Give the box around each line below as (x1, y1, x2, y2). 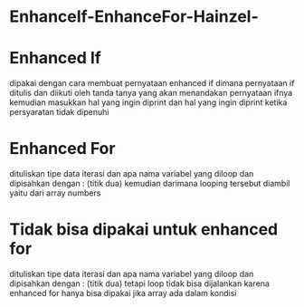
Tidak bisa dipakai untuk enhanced (9, 219, 279, 240)
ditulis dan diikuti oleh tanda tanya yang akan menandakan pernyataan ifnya (9, 88, 293, 99)
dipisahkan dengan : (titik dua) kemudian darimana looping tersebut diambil (9, 178, 290, 189)
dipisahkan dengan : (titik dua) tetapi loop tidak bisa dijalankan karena (9, 278, 270, 289)
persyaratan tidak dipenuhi (9, 107, 109, 118)
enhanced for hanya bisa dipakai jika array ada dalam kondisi (9, 288, 237, 298)
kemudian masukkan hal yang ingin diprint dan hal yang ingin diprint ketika (9, 97, 288, 108)
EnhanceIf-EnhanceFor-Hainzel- (9, 6, 260, 27)
